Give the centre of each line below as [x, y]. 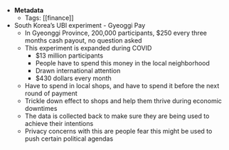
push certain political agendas [69, 139]
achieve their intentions [59, 123]
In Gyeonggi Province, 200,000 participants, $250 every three [116, 33]
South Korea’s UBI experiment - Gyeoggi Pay [80, 25]
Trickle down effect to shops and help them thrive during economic [123, 101]
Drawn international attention [78, 71]
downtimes [41, 108]
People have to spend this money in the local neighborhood [122, 63]
